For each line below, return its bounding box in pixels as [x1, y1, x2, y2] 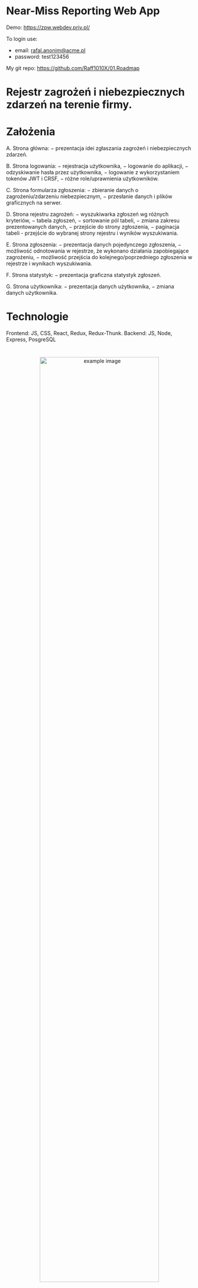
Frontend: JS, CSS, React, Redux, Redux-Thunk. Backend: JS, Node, [6, 330, 173, 336]
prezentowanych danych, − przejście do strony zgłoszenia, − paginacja [6, 224, 180, 231]
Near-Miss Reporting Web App [6, 4, 160, 18]
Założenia [6, 125, 56, 139]
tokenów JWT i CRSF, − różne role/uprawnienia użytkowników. [6, 175, 159, 182]
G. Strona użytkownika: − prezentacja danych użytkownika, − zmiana [6, 283, 174, 290]
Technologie [6, 310, 69, 324]
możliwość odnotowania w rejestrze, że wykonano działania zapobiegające [6, 247, 189, 254]
